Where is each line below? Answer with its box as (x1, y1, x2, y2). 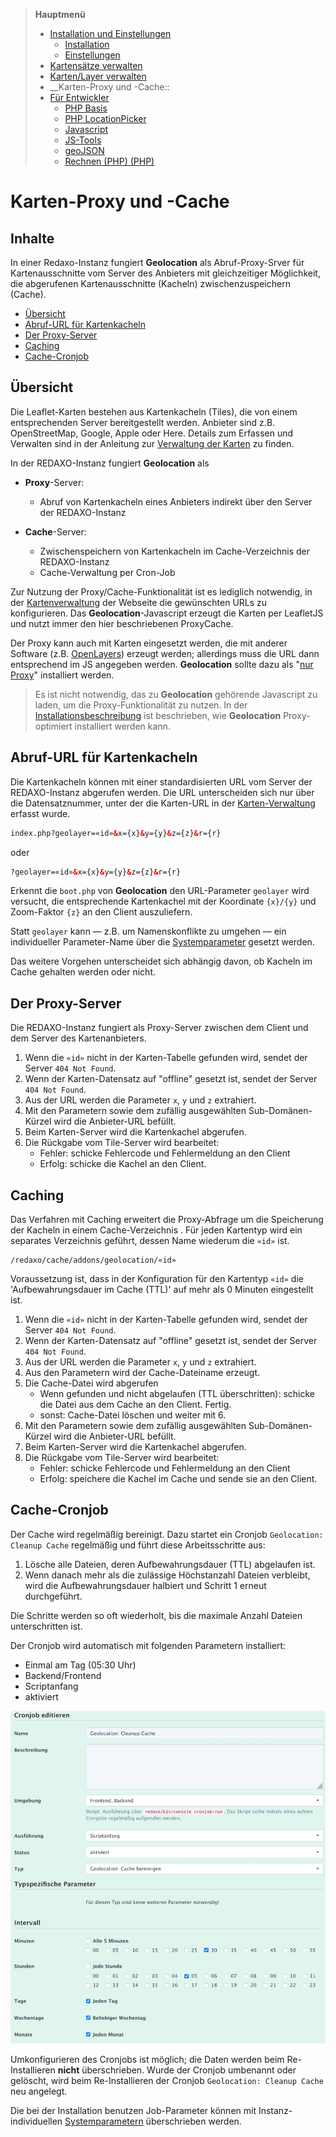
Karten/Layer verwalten (49, 70, 147, 82)
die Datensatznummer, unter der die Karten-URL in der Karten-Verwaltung (10, 797, 316, 809)
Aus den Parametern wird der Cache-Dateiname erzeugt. (24, 1367, 261, 1378)
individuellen (10, 2115, 63, 2128)
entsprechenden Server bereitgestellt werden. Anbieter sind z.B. (10, 416, 276, 428)
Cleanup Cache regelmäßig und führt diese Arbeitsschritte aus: (10, 1539, 266, 1551)
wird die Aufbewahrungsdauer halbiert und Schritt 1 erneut (24, 1579, 267, 1591)
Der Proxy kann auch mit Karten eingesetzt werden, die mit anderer (10, 637, 288, 649)
